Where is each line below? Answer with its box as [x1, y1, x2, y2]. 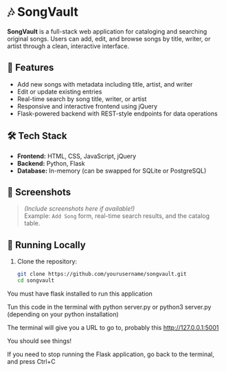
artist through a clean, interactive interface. [7, 42, 130, 50]
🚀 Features [7, 62, 54, 74]
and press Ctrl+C [7, 357, 56, 365]
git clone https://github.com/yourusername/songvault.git [16, 271, 187, 278]
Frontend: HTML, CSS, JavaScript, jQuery [16, 152, 137, 160]
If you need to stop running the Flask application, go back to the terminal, [7, 350, 215, 358]
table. [23, 219, 41, 228]
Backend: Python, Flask [16, 159, 85, 167]
